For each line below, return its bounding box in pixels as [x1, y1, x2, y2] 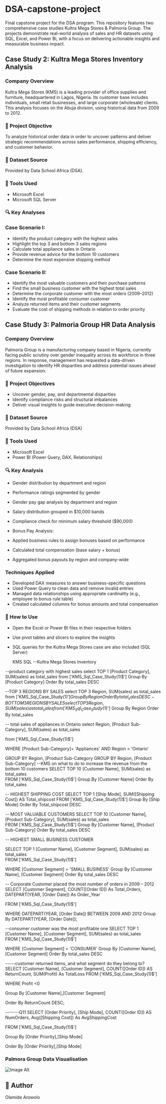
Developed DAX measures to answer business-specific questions [12, 580, 146, 586]
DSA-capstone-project [5, 3, 101, 15]
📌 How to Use [5, 614, 38, 620]
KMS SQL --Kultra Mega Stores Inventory [12, 659, 97, 664]
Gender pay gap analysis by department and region [12, 499, 118, 505]
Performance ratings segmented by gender [12, 489, 100, 495]
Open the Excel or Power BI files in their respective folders [12, 624, 131, 631]
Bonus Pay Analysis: [12, 528, 54, 533]
